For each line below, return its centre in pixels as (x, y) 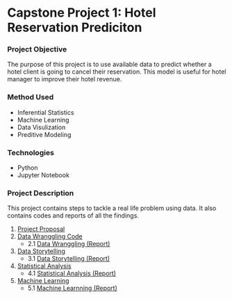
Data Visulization (41, 127)
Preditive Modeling (44, 134)
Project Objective (37, 49)
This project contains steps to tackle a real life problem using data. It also (112, 208)
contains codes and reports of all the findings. (73, 216)
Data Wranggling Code (50, 236)
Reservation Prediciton (75, 27)
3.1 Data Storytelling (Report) (68, 259)
